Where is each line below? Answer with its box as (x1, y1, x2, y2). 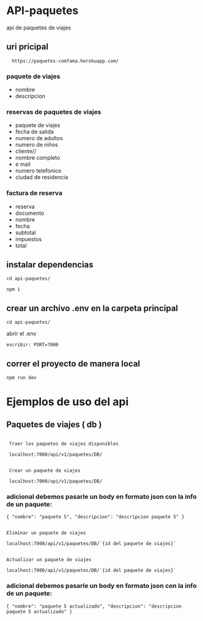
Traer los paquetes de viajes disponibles (9, 441, 119, 447)
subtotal (15, 229, 36, 236)
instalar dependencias (6, 259, 94, 270)
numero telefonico (15, 167, 62, 174)
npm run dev (6, 374, 37, 381)
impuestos (15, 235, 42, 242)
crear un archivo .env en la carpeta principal (6, 303, 179, 313)
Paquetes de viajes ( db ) (6, 419, 102, 429)
